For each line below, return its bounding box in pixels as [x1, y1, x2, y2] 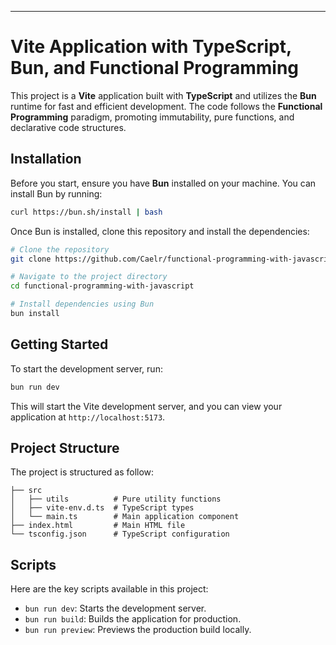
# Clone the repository [10, 244, 110, 255]
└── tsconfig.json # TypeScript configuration [10, 529, 230, 540]
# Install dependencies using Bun [10, 299, 155, 310]
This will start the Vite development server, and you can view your [10, 400, 283, 412]
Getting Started [10, 336, 109, 353]
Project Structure [10, 439, 120, 456]
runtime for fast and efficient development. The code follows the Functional [10, 100, 323, 112]
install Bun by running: [10, 187, 103, 200]
